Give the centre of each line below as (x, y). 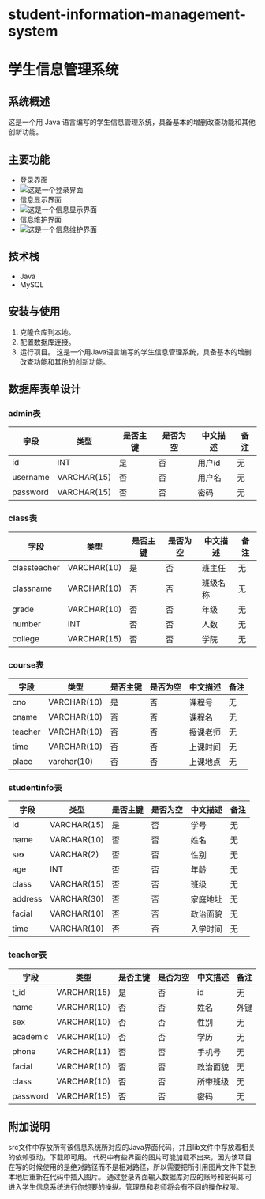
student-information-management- (127, 15)
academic (30, 1036)
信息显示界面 (40, 200)
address (27, 899)
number (27, 624)
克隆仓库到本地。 (47, 332)
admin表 (24, 413)
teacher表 (28, 955)
